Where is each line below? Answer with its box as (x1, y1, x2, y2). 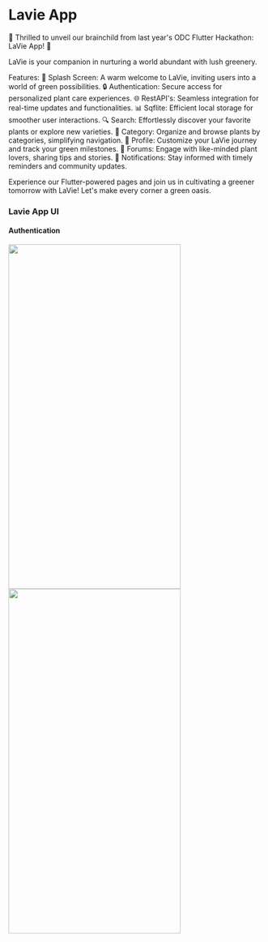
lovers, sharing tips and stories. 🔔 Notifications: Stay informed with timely (8, 152, 253, 162)
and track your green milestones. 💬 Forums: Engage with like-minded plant (8, 143, 257, 153)
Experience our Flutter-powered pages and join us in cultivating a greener (8, 177, 255, 186)
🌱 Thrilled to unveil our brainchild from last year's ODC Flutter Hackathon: (8, 32, 254, 42)
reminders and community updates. (8, 161, 127, 171)
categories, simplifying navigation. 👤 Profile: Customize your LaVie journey (8, 135, 257, 145)
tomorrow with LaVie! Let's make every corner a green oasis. (8, 185, 212, 195)
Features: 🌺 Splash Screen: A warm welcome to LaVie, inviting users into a (8, 72, 257, 82)
